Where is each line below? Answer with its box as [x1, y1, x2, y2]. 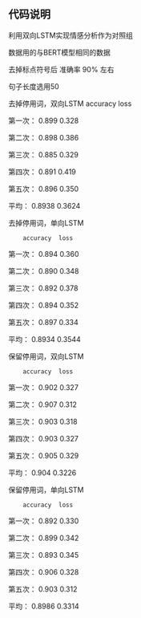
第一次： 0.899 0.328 [8, 116, 79, 125]
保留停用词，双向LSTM [8, 352, 84, 361]
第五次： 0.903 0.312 [8, 584, 78, 594]
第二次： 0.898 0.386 [8, 132, 79, 142]
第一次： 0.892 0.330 [8, 516, 79, 526]
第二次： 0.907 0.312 [8, 400, 78, 409]
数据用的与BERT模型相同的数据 [8, 47, 111, 57]
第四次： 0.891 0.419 [8, 167, 76, 177]
